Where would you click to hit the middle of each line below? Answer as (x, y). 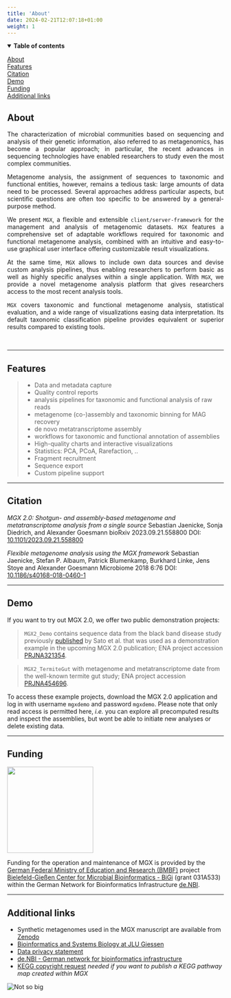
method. (44, 206)
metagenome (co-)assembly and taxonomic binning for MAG (120, 414)
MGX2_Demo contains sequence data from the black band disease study (123, 633)
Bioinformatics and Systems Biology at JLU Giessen (90, 944)
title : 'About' (29, 13)
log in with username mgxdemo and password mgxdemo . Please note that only (112, 703)
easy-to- (211, 241)
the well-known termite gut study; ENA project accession (105, 676)
